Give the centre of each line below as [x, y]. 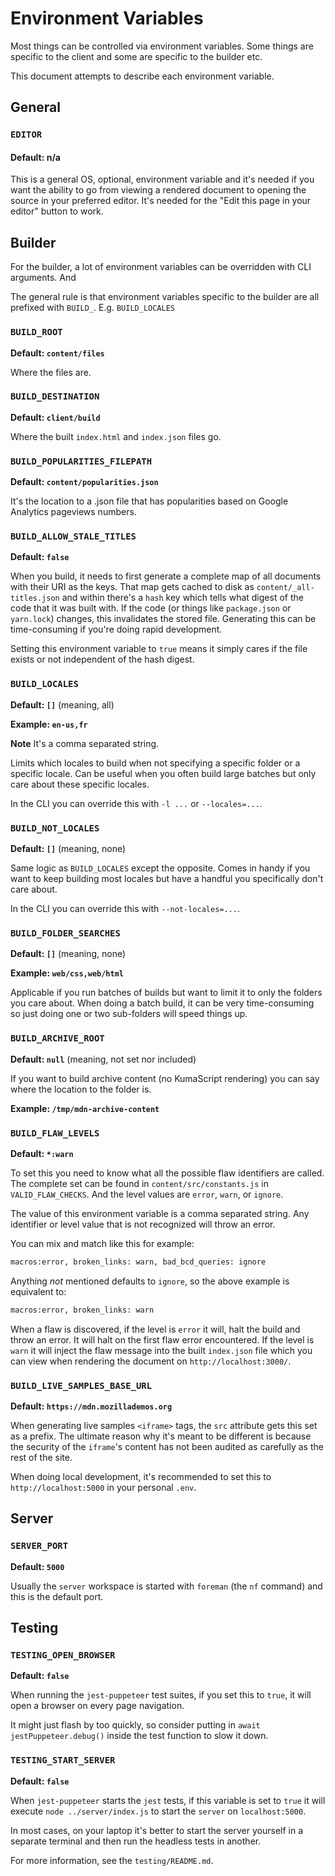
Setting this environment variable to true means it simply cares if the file [159, 649]
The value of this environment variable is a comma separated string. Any [160, 1213]
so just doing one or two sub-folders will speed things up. [129, 1014]
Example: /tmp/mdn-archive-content [85, 1108]
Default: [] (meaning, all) [62, 704]
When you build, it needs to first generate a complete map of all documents [166, 576]
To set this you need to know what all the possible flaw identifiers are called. [167, 1173]
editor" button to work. [57, 211]
